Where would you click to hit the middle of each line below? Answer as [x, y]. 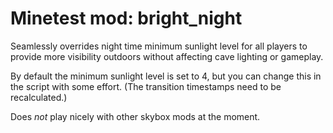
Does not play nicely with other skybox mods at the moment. [135, 116]
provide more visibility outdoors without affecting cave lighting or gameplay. [167, 56]
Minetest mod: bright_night [126, 18]
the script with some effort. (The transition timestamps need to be [146, 86]
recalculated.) [39, 97]
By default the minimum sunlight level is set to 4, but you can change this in [166, 76]
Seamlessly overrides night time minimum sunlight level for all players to [159, 46]
